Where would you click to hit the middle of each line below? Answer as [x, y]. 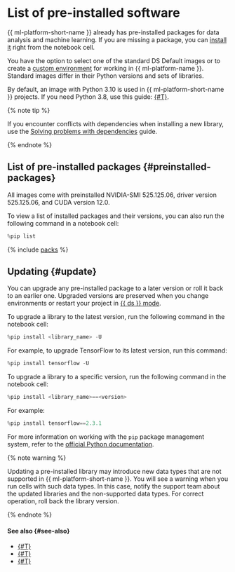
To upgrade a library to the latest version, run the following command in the [116, 317]
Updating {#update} [52, 272]
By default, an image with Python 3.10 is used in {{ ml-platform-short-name [116, 89]
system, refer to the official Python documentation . [81, 444]
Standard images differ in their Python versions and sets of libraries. [106, 76]
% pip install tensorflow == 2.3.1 [54, 423]
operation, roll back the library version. [63, 501]
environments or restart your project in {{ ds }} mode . [84, 304]
